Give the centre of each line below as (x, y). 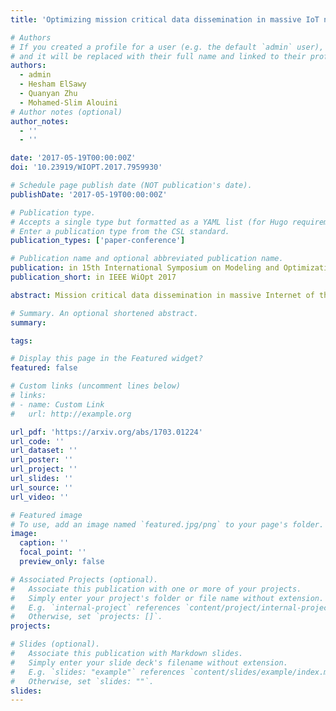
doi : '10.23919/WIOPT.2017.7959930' (86, 167)
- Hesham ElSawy (53, 84)
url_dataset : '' (44, 451)
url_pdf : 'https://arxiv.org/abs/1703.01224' (106, 432)
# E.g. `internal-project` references (96, 607)
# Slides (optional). (55, 644)
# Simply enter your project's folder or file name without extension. (167, 598)
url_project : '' (44, 469)
